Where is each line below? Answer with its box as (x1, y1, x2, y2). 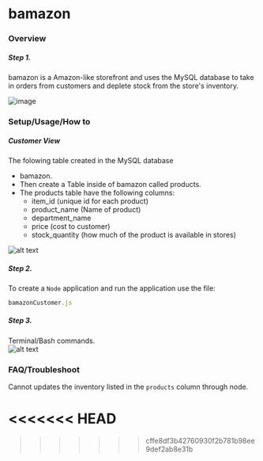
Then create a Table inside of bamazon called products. (19, 179, 201, 189)
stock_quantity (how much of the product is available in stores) (31, 230, 237, 239)
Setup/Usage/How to (8, 116, 91, 127)
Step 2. (8, 263, 33, 273)
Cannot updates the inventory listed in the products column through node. (8, 382, 249, 392)
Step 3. (8, 316, 32, 326)
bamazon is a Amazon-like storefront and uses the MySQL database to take (8, 73, 254, 82)
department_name (31, 213, 92, 223)
